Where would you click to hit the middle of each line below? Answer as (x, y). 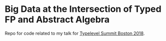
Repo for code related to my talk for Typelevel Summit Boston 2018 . (75, 33)
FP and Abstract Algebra (57, 20)
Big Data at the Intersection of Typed (83, 9)
